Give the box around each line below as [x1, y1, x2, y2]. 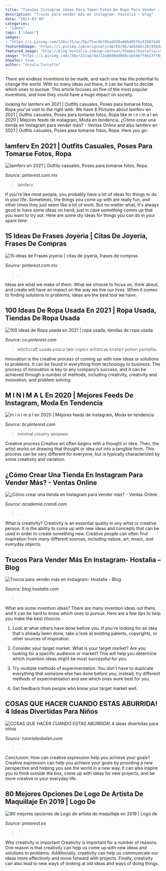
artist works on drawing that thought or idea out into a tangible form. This [5, 446, 155, 452]
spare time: [5, 217, 28, 223]
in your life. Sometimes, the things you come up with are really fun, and [5, 196, 150, 203]
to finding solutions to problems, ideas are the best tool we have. [5, 292, 137, 298]
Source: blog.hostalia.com [5, 586, 59, 592]
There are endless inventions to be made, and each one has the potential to [5, 76, 159, 82]
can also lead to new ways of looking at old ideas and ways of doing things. [5, 860, 159, 866]
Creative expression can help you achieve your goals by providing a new [5, 759, 153, 766]
